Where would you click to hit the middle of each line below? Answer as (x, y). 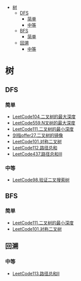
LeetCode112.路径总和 (35, 147)
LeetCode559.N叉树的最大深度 (44, 123)
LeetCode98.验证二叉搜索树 (41, 180)
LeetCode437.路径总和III (37, 154)
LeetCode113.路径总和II (36, 274)
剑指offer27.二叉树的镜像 (38, 135)
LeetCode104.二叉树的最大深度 (44, 117)
